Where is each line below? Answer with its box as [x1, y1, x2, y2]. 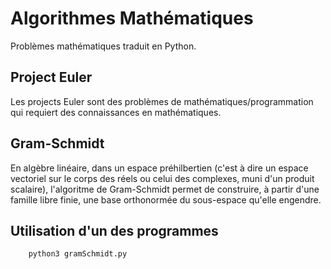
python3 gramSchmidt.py [28, 249, 128, 259]
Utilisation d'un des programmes [10, 222, 219, 239]
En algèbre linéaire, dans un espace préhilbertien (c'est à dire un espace [10, 162, 309, 174]
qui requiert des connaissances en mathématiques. [10, 106, 222, 118]
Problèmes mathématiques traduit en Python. [10, 40, 197, 52]
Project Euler [10, 69, 93, 86]
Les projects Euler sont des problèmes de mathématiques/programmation [10, 95, 314, 107]
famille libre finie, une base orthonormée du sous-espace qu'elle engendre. [10, 193, 322, 206]
